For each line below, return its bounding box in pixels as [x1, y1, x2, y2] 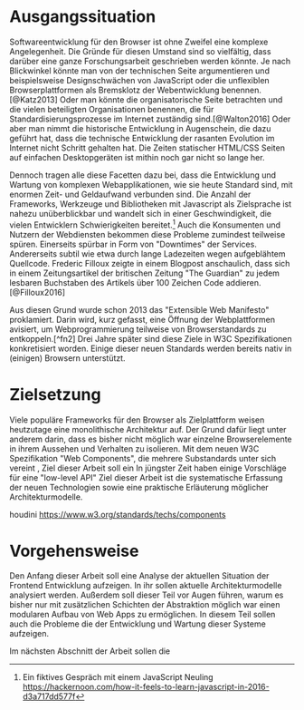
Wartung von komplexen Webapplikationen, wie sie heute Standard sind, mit [9, 179, 293, 190]
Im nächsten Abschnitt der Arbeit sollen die [9, 646, 171, 657]
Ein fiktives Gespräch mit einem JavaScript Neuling [22, 672, 214, 683]
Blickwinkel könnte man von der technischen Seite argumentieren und [9, 65, 270, 76]
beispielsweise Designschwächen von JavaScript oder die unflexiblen [9, 74, 270, 85]
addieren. [225, 277, 261, 287]
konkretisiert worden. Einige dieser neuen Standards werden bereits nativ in [9, 343, 292, 354]
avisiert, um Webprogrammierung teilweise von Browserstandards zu [9, 324, 267, 335]
